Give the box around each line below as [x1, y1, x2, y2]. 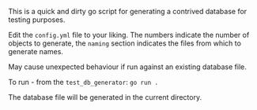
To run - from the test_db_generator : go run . [8, 78, 159, 86]
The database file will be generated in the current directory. [8, 93, 202, 101]
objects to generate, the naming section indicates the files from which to [8, 38, 241, 48]
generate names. [8, 47, 63, 56]
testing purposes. [8, 15, 66, 24]
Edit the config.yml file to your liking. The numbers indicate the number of [8, 31, 250, 39]
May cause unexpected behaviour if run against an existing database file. [8, 62, 247, 71]
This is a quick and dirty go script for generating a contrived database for [8, 7, 248, 16]
